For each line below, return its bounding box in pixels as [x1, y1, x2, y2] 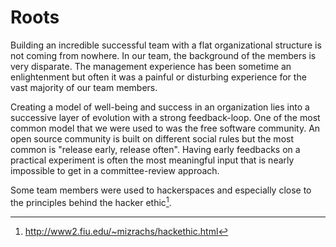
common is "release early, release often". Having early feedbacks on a [10, 143, 301, 155]
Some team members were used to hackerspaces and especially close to [10, 184, 312, 196]
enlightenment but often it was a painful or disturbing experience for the [10, 71, 307, 83]
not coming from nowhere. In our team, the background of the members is [10, 49, 317, 61]
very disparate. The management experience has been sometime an [10, 60, 292, 72]
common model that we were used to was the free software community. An [10, 122, 321, 134]
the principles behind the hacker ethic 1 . [10, 194, 172, 208]
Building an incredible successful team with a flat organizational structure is [10, 39, 322, 51]
